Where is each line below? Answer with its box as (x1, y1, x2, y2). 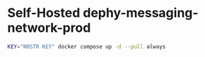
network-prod (7, 20, 91, 36)
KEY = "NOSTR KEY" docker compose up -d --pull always (7, 43, 166, 50)
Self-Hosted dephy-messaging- (7, 5, 199, 21)
